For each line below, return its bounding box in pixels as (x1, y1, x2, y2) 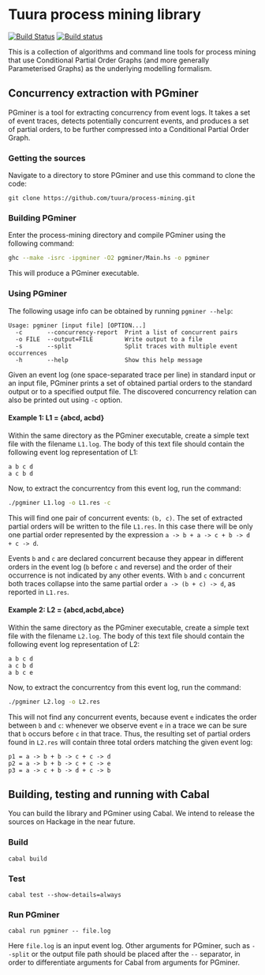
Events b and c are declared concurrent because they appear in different (8, 553, 244, 563)
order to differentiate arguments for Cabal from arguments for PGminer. (8, 958, 241, 967)
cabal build (8, 855, 47, 863)
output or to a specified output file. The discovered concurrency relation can (8, 386, 257, 396)
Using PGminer (8, 288, 67, 299)
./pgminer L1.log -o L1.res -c (8, 499, 111, 506)
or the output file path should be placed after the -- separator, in (31, 950, 241, 959)
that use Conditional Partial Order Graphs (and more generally (8, 55, 210, 65)
